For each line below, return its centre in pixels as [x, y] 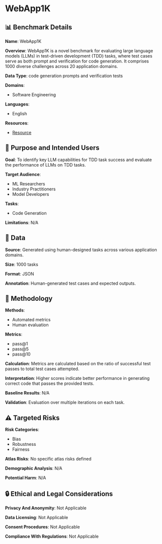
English [20, 114]
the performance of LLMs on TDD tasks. [46, 165]
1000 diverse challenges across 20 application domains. [61, 66]
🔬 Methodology [29, 299]
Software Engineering [34, 95]
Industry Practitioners [34, 189]
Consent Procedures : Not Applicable [42, 527]
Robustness [24, 444]
